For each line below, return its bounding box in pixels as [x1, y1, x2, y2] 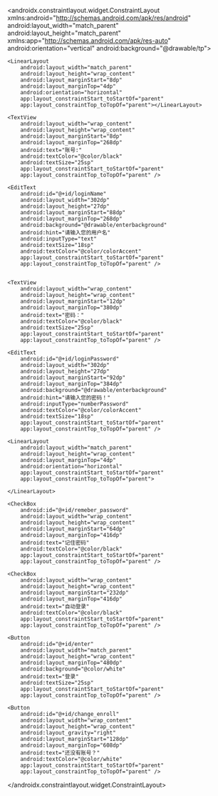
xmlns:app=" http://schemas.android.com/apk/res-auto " [7, 36, 171, 45]
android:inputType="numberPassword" [20, 400, 130, 408]
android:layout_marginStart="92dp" [20, 374, 126, 381]
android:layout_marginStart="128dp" [20, 735, 130, 742]
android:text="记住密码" [20, 539, 90, 546]
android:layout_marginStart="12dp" [20, 298, 126, 305]
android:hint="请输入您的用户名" [20, 229, 111, 236]
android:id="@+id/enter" [20, 640, 94, 648]
